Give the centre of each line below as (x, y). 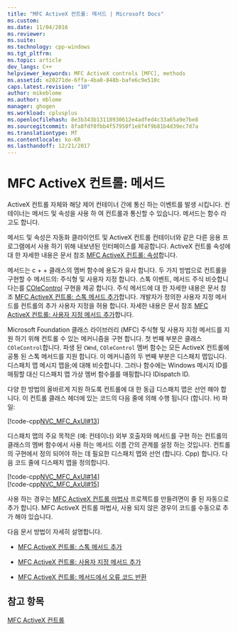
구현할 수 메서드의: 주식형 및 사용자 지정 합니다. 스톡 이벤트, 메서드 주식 (106, 279)
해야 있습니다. (34, 517)
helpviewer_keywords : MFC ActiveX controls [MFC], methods (97, 73)
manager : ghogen (31, 107)
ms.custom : (23, 21)
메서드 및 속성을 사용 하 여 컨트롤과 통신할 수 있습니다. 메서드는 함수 (125, 213)
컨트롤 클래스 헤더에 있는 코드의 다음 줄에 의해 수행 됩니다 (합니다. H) (125, 398)
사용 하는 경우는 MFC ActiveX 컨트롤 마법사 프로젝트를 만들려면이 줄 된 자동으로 (118, 499)
